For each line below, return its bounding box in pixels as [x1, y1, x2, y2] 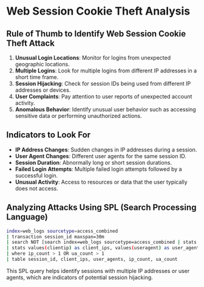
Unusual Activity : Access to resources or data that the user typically [15, 178, 188, 185]
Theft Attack [6, 38, 55, 48]
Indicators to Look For [6, 130, 91, 140]
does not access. [15, 184, 59, 192]
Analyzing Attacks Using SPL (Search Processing [6, 202, 197, 213]
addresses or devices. [15, 86, 71, 94]
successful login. [15, 171, 58, 179]
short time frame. [15, 74, 59, 80]
